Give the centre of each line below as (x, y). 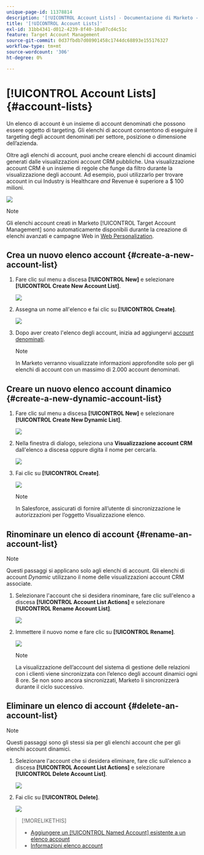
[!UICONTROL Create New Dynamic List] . (68, 420)
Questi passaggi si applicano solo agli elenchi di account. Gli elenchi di (96, 571)
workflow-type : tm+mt (34, 47)
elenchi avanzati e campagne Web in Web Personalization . (80, 236)
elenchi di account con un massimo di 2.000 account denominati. (98, 369)
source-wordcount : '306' (38, 52)
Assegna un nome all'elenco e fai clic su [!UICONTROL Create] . (96, 309)
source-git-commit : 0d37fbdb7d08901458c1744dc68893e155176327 (87, 41)
